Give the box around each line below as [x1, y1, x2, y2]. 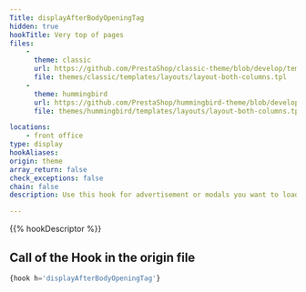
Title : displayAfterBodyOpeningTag [9, 13, 145, 23]
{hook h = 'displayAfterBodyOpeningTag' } [9, 274, 161, 283]
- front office [25, 131, 84, 141]
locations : [9, 123, 51, 132]
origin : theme [9, 156, 64, 166]
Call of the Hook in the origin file [9, 249, 196, 265]
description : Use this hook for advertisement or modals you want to [9, 190, 280, 200]
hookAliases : [9, 148, 59, 157]
